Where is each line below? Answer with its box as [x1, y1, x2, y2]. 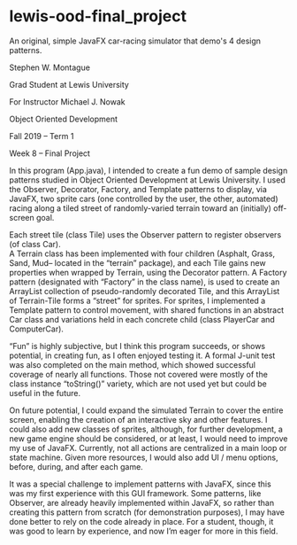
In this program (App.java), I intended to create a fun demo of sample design [9, 165, 288, 175]
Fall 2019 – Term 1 [9, 130, 74, 141]
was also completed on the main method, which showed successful [9, 359, 256, 370]
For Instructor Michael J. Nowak [9, 96, 126, 107]
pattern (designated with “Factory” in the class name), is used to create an [9, 276, 280, 287]
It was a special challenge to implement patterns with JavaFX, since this [9, 479, 271, 489]
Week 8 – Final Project [9, 148, 91, 159]
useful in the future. [9, 387, 81, 398]
